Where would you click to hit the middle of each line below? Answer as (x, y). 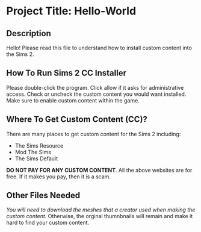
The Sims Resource (39, 145)
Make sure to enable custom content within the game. (73, 100)
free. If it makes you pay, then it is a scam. (59, 177)
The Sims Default (36, 158)
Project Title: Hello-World (71, 11)
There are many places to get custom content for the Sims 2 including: (94, 134)
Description (29, 33)
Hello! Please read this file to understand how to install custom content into (99, 48)
